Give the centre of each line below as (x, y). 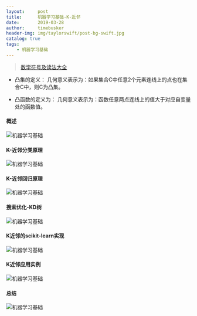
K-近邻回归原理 (24, 178)
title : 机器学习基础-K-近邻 (43, 17)
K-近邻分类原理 (24, 149)
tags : (13, 45)
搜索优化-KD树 (24, 207)
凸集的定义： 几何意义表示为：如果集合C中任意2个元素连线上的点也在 (98, 79)
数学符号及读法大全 (44, 67)
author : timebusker (35, 28)
